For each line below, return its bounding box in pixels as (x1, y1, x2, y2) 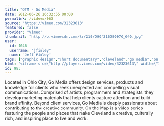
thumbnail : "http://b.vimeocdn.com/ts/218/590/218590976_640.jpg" (5, 35, 143, 39)
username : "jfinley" (9, 48, 51, 53)
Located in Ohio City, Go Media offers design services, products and (5, 79, 143, 85)
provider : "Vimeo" (5, 30, 42, 35)
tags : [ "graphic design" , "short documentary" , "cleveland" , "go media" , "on (5, 57, 159, 62)
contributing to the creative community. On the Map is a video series (5, 105, 143, 111)
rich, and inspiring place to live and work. (5, 115, 88, 121)
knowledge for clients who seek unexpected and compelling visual (5, 85, 139, 90)
